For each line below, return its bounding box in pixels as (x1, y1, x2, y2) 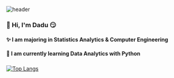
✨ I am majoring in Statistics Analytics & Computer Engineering (6, 36, 169, 43)
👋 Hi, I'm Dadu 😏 (6, 21, 56, 29)
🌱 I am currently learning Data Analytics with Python (6, 50, 141, 57)
